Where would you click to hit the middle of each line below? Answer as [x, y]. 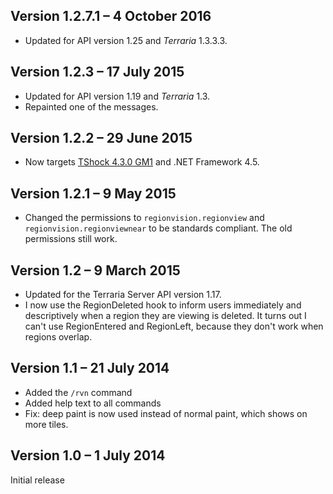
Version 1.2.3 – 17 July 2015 [97, 72]
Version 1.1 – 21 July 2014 [90, 368]
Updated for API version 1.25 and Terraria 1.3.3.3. [126, 40]
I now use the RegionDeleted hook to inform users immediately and [163, 305]
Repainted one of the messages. [91, 106]
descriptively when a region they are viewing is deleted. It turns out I [165, 316]
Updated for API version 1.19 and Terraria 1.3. [117, 96]
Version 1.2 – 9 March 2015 [95, 270]
